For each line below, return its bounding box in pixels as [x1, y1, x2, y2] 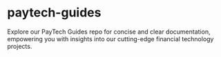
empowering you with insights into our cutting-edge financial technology [7, 34, 214, 43]
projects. [7, 42, 32, 50]
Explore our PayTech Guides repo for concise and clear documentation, [7, 27, 211, 36]
